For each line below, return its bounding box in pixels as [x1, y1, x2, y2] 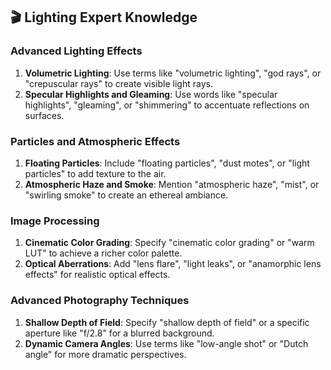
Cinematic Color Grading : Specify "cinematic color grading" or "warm [24, 237, 315, 249]
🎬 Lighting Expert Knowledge [10, 9, 198, 26]
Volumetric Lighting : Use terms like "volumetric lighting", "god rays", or [24, 67, 322, 79]
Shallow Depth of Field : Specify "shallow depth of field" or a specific [24, 316, 310, 328]
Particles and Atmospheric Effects [10, 134, 181, 148]
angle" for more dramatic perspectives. [24, 348, 187, 360]
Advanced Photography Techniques [10, 294, 190, 308]
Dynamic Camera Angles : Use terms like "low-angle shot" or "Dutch [24, 337, 309, 349]
